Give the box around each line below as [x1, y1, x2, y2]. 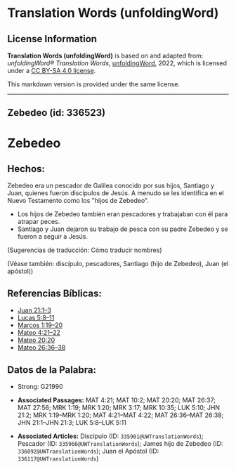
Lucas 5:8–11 [17, 314, 55, 322]
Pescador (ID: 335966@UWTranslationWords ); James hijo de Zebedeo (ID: [17, 440, 223, 448]
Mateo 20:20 [17, 336, 55, 345]
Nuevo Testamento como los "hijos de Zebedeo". [7, 197, 150, 205]
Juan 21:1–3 [17, 306, 51, 315]
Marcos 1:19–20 [17, 321, 63, 329]
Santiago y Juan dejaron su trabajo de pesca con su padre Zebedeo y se [17, 225, 228, 233]
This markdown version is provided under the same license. [7, 80, 181, 88]
